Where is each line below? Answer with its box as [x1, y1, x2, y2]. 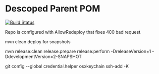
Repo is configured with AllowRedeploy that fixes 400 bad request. [5, 29, 142, 35]
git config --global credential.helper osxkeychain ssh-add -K [5, 63, 129, 69]
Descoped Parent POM [5, 3, 101, 14]
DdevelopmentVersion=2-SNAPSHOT [5, 53, 82, 60]
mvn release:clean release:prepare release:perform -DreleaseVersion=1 [5, 48, 151, 54]
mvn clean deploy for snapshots [5, 38, 71, 45]
